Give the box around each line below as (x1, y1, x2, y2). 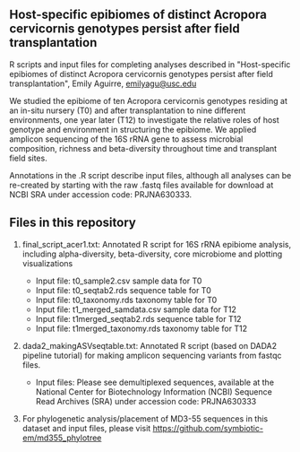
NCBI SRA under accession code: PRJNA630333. (9, 188, 193, 200)
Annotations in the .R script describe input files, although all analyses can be (9, 169, 292, 180)
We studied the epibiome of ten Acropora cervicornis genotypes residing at (9, 95, 288, 106)
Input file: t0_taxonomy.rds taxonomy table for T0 (35, 294, 218, 305)
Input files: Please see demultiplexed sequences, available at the (35, 377, 275, 387)
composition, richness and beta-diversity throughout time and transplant (9, 143, 278, 153)
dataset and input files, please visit (21, 422, 151, 433)
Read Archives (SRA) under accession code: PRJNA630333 (35, 395, 257, 406)
